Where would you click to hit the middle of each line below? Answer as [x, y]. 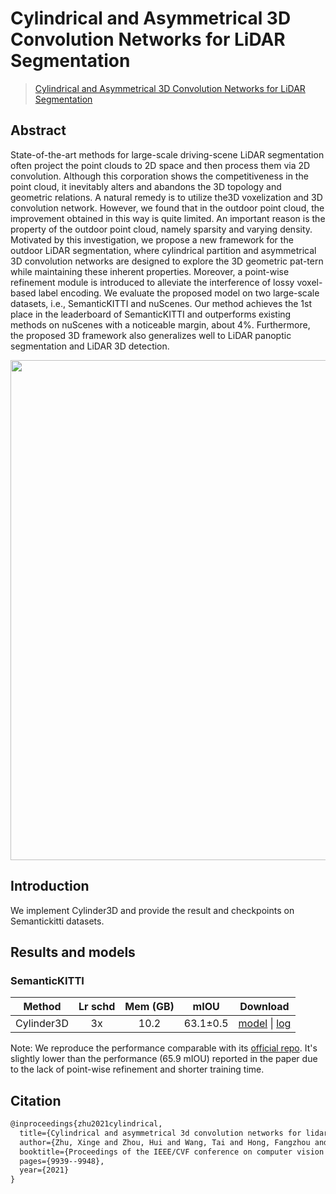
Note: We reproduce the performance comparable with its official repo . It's [164, 1048]
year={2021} [44, 1170]
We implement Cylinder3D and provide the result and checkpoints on [152, 910]
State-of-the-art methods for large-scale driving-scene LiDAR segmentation [167, 154]
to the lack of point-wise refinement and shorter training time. [137, 1069]
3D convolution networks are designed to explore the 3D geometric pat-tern [167, 261]
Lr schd [97, 1007]
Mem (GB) [149, 1007]
